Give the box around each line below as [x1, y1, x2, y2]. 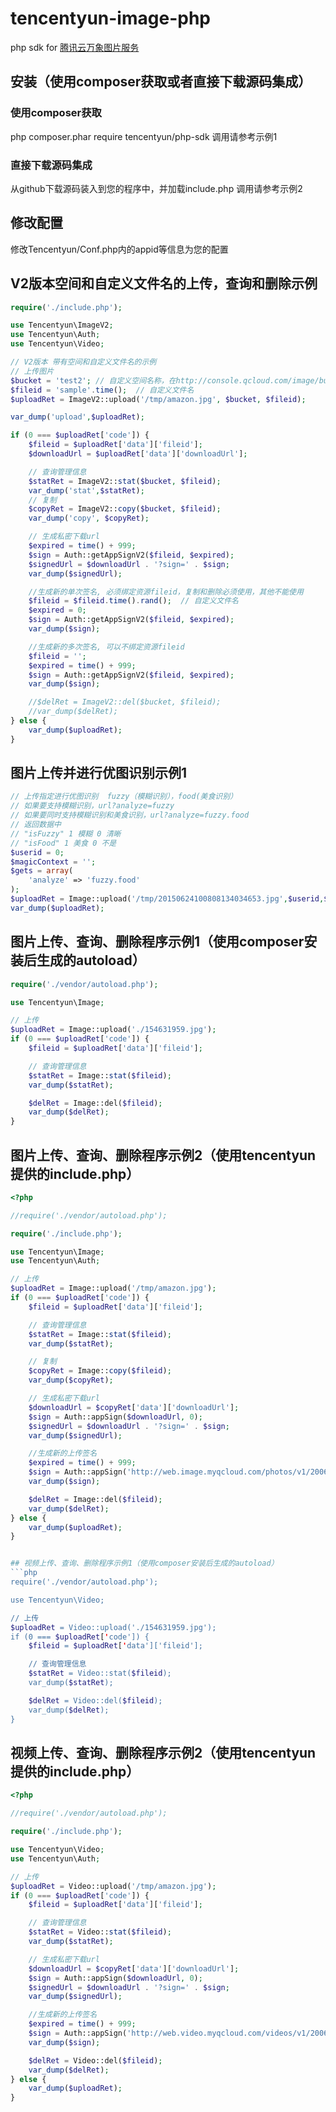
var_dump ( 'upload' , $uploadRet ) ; [10, 412, 145, 422]
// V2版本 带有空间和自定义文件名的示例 [10, 357, 157, 367]
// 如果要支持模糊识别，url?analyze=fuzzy [10, 801, 175, 811]
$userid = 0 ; [10, 847, 65, 857]
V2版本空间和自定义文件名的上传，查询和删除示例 [10, 275, 318, 292]
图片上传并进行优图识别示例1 [10, 765, 188, 782]
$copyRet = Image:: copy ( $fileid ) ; [28, 1366, 172, 1376]
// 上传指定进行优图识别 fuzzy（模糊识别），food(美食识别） [10, 792, 238, 802]
